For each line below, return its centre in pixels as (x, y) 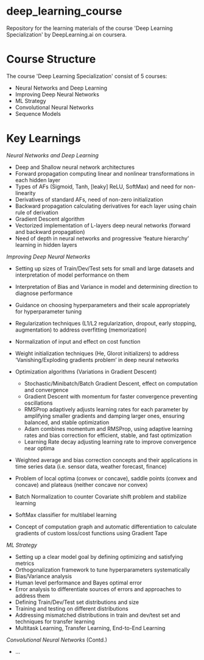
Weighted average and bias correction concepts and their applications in (106, 460)
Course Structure (51, 59)
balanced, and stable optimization (67, 422)
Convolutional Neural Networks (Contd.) (57, 640)
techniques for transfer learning (55, 621)
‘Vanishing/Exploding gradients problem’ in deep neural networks (97, 360)
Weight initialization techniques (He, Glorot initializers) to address (97, 353)
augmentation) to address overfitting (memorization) (81, 330)
